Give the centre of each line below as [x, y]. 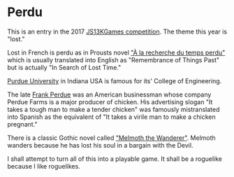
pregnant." [22, 124]
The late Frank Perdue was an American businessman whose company [109, 94]
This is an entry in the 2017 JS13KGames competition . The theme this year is [117, 31]
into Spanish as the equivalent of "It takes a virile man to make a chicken [112, 117]
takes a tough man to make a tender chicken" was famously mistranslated [114, 109]
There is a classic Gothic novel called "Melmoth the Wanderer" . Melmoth [112, 138]
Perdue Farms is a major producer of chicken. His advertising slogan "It [110, 101]
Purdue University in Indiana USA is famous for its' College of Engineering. [115, 80]
